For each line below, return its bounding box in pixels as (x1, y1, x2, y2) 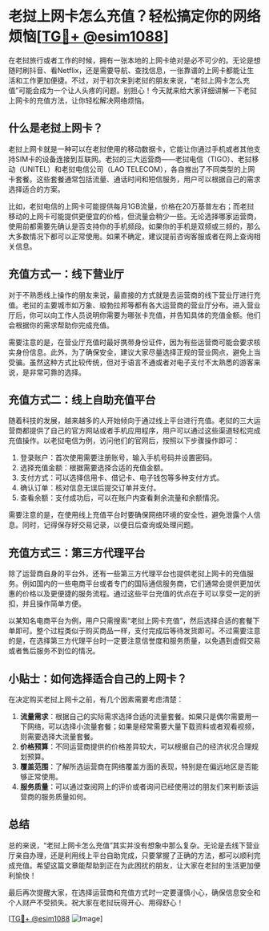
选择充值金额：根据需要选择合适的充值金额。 (19, 463, 168, 473)
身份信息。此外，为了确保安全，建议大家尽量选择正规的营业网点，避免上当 (14, 347, 261, 357)
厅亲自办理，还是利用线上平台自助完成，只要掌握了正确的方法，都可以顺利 (8, 850, 254, 860)
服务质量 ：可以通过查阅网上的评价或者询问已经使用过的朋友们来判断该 (19, 782, 252, 791)
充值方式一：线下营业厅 (8, 267, 124, 281)
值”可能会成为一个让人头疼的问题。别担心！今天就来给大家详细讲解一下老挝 (8, 85, 258, 95)
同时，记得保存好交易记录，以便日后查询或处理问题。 (22, 520, 198, 530)
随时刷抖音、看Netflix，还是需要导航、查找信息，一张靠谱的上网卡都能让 (8, 65, 247, 75)
